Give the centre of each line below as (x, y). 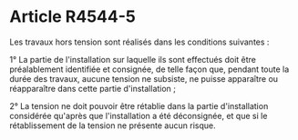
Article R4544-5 (73, 17)
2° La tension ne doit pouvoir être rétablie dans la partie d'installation (139, 105)
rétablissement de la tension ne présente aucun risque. (113, 125)
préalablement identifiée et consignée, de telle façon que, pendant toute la (149, 69)
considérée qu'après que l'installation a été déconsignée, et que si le (139, 115)
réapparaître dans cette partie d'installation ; (92, 88)
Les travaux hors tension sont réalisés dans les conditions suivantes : (139, 42)
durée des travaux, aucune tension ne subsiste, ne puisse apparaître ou (144, 78)
